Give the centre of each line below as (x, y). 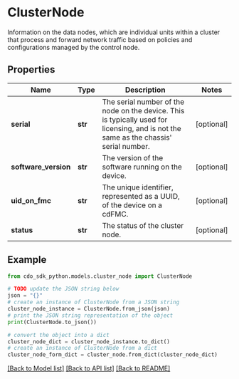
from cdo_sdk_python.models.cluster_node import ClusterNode (100, 276)
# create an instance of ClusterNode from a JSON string (94, 302)
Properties (31, 69)
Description (145, 90)
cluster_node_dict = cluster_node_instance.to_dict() (89, 342)
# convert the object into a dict (59, 335)
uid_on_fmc (31, 200)
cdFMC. (115, 214)
